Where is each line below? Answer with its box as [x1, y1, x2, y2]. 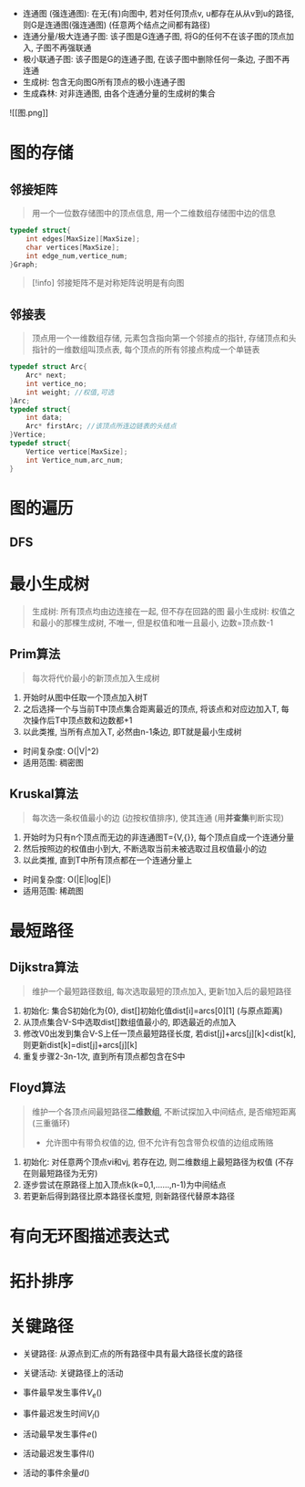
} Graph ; [9, 259, 39, 269]
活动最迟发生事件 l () [22, 1448, 96, 1459]
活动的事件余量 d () [22, 1468, 90, 1479]
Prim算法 [9, 646, 61, 662]
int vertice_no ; [25, 379, 88, 388]
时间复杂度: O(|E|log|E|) [22, 874, 112, 885]
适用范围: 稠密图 [22, 757, 84, 768]
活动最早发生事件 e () [22, 1429, 98, 1440]
